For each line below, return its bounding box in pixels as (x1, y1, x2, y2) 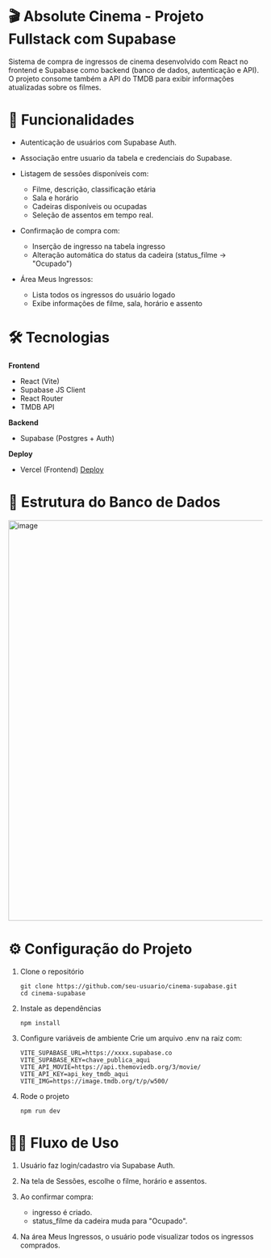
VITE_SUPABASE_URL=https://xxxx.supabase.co (19, 1049, 173, 1057)
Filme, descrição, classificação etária (31, 184, 156, 194)
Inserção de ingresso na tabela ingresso (31, 241, 165, 251)
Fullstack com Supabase (8, 30, 177, 48)
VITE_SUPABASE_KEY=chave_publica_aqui (19, 1056, 151, 1064)
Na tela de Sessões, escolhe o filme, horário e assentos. (19, 1176, 207, 1185)
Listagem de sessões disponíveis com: (19, 168, 149, 179)
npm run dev (19, 1107, 60, 1115)
